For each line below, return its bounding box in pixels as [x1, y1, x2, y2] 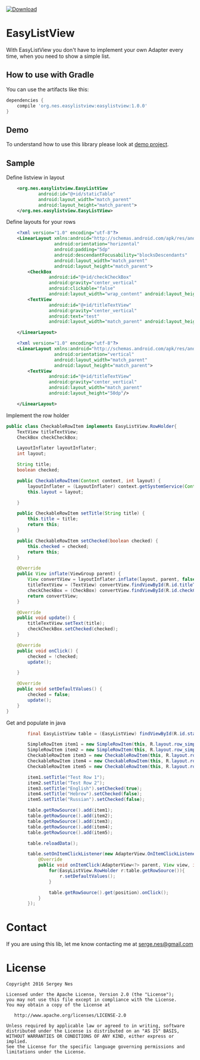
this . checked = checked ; [27, 543, 89, 549]
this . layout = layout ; [27, 489, 84, 495]
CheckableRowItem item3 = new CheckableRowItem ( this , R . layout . [27, 753, 190, 759]
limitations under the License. [6, 1049, 86, 1055]
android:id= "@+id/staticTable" [37, 191, 116, 197]
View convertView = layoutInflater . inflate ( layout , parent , [27, 577, 180, 583]
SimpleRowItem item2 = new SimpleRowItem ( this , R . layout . [27, 747, 174, 753]
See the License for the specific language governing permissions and [6, 1044, 185, 1050]
